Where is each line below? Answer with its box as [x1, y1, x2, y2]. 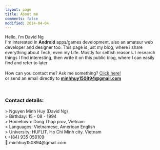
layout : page [5, 7, 32, 12]
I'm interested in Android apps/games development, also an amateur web [5, 39, 153, 45]
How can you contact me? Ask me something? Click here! [5, 70, 121, 76]
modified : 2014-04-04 [5, 20, 49, 26]
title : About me [5, 12, 38, 17]
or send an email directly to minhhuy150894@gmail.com [5, 75, 121, 81]
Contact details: [5, 97, 44, 104]
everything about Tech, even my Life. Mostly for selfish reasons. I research [5, 50, 156, 56]
